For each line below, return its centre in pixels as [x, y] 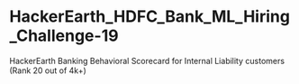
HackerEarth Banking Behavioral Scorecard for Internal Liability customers [147, 61]
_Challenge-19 [64, 36]
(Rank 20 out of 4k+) [48, 70]
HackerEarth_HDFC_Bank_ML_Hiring [150, 17]
